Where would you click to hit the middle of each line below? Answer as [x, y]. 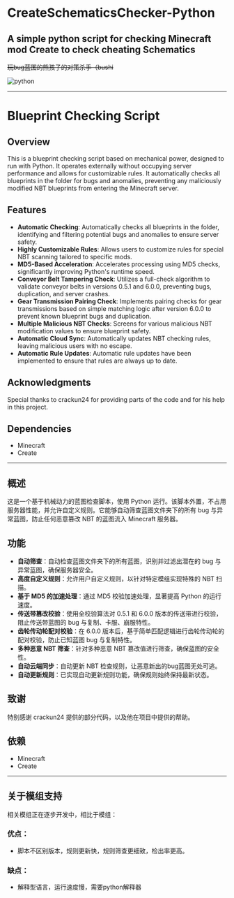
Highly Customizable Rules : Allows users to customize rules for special [120, 249]
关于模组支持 [35, 796]
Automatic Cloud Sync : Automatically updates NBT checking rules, [114, 338]
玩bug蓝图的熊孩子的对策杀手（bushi [60, 67]
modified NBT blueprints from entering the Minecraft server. [93, 188]
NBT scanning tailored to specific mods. [75, 256]
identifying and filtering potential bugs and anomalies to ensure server [118, 234]
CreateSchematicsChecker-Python [111, 13]
